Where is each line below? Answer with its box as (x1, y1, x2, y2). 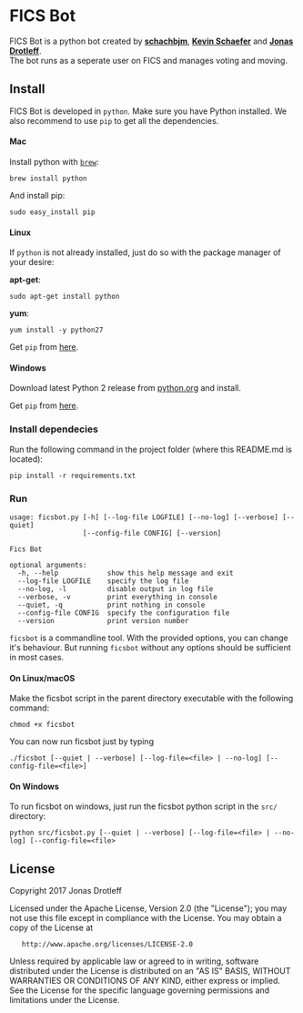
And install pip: (9, 189, 66, 200)
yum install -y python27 (9, 325, 104, 335)
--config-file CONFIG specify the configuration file (17, 608, 230, 618)
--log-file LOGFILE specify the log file (17, 576, 189, 586)
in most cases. (9, 651, 65, 662)
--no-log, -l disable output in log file (17, 584, 214, 593)
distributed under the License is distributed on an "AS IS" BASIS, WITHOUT (9, 966, 291, 977)
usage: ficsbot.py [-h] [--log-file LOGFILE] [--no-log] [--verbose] (9, 512, 279, 522)
